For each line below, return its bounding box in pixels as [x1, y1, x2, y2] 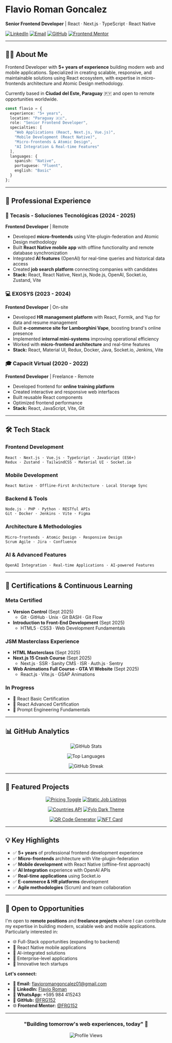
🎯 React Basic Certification [12, 696, 70, 702]
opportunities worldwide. [5, 96, 58, 102]
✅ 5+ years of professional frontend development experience [12, 849, 143, 856]
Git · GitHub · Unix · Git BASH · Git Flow [20, 614, 103, 620]
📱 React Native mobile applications [12, 944, 87, 951]
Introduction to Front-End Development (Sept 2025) [12, 619, 125, 625]
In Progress [5, 684, 35, 691]
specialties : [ [10, 125, 42, 130]
